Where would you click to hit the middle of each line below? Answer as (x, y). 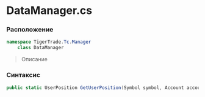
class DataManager (41, 48)
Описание (34, 59)
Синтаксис (23, 75)
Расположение (30, 30)
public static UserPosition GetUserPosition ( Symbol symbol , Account (95, 88)
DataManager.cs (49, 11)
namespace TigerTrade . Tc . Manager (49, 42)
